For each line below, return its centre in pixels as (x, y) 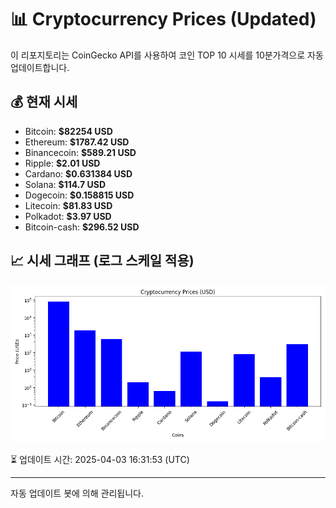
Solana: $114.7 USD (65, 184)
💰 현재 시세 (44, 102)
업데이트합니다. (40, 67)
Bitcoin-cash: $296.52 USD (82, 227)
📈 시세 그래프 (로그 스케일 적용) (102, 261)
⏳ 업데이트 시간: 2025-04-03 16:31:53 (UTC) (100, 459)
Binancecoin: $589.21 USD (80, 152)
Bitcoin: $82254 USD (68, 131)
